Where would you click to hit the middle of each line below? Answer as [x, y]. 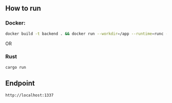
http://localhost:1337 [29, 95]
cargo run [16, 67]
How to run [23, 8]
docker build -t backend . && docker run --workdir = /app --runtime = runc [84, 34]
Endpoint [20, 83]
